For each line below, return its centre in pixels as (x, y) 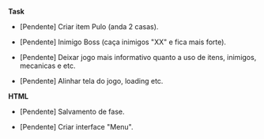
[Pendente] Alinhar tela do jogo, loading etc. (91, 81)
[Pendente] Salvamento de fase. (72, 111)
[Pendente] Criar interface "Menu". (76, 127)
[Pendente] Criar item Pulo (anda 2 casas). (89, 26)
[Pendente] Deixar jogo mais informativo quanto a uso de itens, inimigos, (138, 57)
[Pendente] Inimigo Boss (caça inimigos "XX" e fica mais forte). (123, 42)
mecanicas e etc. (47, 66)
